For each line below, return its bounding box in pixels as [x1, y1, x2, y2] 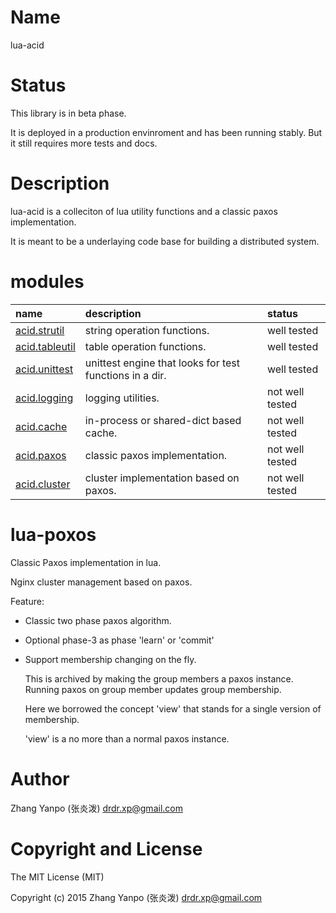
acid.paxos [15, 448, 67, 462]
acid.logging [15, 391, 74, 405]
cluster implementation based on [84, 471, 240, 485]
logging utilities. [84, 391, 160, 405]
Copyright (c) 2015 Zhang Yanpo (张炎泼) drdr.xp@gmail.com [10, 891, 263, 903]
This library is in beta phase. [10, 107, 127, 119]
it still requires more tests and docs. [10, 137, 158, 149]
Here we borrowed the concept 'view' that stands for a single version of [24, 702, 322, 715]
